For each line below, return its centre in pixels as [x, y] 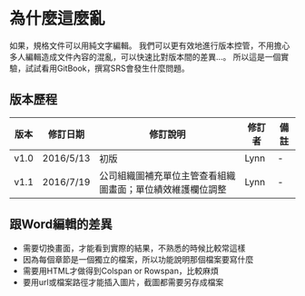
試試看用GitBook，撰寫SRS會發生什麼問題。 [108, 68]
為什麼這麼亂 [58, 19]
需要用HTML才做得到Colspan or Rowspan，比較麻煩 [121, 271]
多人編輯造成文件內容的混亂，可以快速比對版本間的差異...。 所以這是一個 [145, 56]
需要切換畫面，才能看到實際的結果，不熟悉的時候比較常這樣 [134, 248]
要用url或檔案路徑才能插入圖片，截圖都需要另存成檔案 [123, 281]
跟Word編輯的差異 [61, 225]
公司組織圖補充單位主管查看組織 [167, 175]
